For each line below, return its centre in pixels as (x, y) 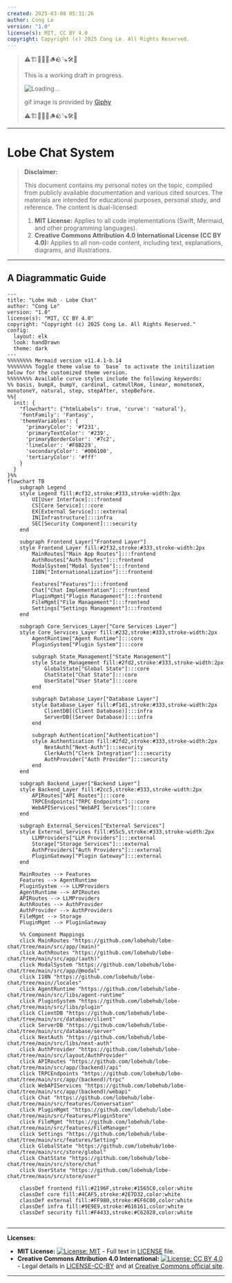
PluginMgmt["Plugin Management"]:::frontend (97, 596)
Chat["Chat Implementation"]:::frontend (91, 590)
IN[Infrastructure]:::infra (72, 518)
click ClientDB (41, 1013)
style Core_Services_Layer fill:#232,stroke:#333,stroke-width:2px (118, 633)
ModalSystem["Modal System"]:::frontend (91, 566)
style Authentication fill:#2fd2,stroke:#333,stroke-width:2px (125, 741)
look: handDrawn (37, 343)
